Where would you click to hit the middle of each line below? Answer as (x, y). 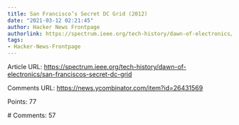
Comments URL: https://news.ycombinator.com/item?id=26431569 (105, 88)
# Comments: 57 (32, 115)
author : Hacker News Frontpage (54, 27)
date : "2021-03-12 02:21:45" (51, 20)
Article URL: (25, 67)
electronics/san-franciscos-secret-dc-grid (70, 74)
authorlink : (25, 34)
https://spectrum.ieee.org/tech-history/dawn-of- (115, 67)
